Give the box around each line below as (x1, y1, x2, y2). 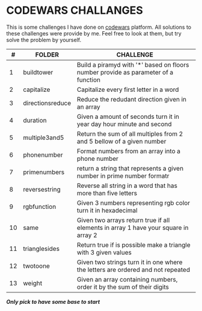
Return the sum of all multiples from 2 (77, 130, 183, 138)
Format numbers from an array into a (77, 146, 181, 155)
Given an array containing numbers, (77, 275, 178, 283)
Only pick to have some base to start (6, 298, 100, 305)
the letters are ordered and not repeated (77, 265, 191, 274)
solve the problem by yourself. (6, 36, 82, 43)
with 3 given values (77, 248, 132, 256)
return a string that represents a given (77, 164, 184, 172)
